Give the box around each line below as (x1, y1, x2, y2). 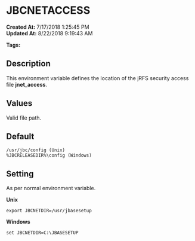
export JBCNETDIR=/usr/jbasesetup (6, 208, 92, 214)
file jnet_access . (6, 81, 48, 88)
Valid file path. (6, 114, 42, 121)
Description (6, 59, 51, 69)
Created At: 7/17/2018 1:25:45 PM (6, 23, 89, 30)
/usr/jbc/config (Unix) (6, 147, 66, 153)
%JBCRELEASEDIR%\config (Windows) (6, 152, 92, 158)
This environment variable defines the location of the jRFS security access (6, 74, 189, 81)
